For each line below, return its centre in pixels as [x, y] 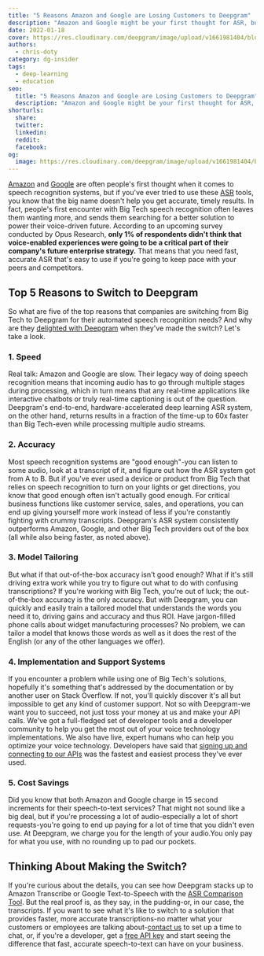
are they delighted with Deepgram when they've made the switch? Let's [125, 328]
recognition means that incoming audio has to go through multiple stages [126, 382]
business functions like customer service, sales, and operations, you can [126, 504]
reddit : [28, 140]
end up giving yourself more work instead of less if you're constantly [119, 511]
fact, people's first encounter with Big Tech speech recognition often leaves [131, 209]
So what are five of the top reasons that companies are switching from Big [128, 311]
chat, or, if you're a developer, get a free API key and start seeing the [119, 936]
